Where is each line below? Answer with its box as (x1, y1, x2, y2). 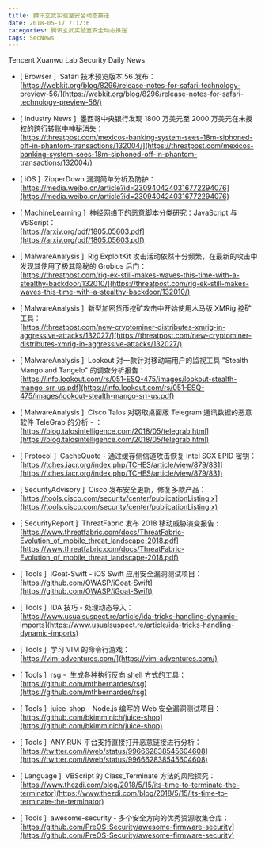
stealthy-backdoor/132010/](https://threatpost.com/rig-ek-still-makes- (19, 279, 249, 288)
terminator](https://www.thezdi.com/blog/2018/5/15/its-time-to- (19, 789, 228, 798)
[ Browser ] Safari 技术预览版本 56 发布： (19, 72, 156, 82)
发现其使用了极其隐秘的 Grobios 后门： (19, 262, 147, 271)
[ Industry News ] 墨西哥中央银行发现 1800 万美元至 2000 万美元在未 (19, 114, 247, 124)
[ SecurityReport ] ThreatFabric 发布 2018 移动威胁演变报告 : (19, 518, 219, 528)
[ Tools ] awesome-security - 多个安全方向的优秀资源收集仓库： (19, 813, 229, 823)
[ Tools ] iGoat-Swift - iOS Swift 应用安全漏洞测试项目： (19, 569, 203, 579)
